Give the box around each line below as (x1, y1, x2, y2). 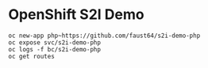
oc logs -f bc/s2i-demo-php (8, 45, 102, 53)
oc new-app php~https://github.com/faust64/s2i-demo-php (8, 32, 201, 40)
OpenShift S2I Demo (8, 6, 144, 24)
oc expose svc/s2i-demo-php (8, 38, 102, 47)
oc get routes (8, 52, 56, 60)
